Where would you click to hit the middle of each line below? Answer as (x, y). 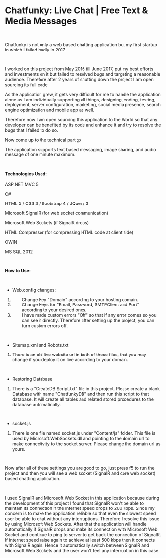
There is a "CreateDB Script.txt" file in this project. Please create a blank (86, 388)
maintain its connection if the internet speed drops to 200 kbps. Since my (80, 508)
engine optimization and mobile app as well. (50, 110)
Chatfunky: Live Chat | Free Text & (77, 11)
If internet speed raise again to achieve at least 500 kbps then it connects (80, 540)
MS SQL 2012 (19, 251)
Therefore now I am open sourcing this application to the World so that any (81, 119)
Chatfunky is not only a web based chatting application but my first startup (81, 44)
